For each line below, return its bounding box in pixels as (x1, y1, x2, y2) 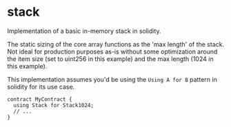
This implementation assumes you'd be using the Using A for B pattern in (7, 75, 217, 83)
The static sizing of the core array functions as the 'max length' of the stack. (7, 40, 225, 48)
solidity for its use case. (7, 82, 75, 91)
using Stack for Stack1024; (13, 102, 94, 108)
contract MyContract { (7, 95, 72, 103)
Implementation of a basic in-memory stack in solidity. (7, 27, 161, 35)
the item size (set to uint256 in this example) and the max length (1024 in (7, 54, 214, 62)
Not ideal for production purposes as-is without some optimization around (7, 47, 218, 56)
